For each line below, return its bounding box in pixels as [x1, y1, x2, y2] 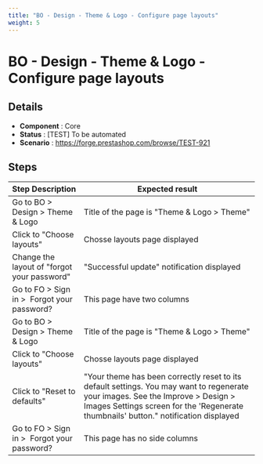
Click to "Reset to [12, 386, 76, 397]
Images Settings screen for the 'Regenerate [83, 401, 244, 411]
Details [8, 100, 43, 114]
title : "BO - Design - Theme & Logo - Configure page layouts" [8, 11, 219, 20]
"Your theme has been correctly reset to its [83, 372, 242, 382]
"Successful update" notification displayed [83, 262, 241, 273]
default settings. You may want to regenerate [83, 381, 249, 392]
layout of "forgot [12, 262, 73, 273]
